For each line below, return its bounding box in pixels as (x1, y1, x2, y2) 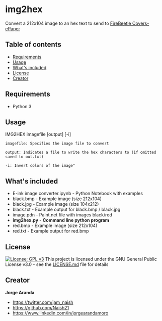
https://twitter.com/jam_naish (12, 299, 73, 305)
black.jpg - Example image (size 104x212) (12, 201, 99, 207)
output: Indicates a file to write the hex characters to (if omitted (5, 150, 156, 155)
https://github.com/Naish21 (12, 304, 69, 310)
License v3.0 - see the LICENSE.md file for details (5, 261, 109, 267)
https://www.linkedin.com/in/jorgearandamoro (12, 310, 109, 316)
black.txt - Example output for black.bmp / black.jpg (12, 206, 121, 213)
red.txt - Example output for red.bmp (12, 228, 89, 234)
